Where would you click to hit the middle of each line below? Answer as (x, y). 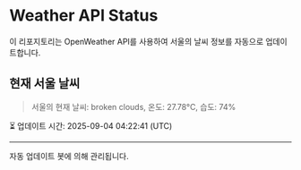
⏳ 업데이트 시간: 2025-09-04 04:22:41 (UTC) (91, 125)
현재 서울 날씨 (45, 84)
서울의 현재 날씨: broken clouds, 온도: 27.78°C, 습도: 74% (133, 106)
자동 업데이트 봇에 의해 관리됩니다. (69, 156)
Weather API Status (84, 16)
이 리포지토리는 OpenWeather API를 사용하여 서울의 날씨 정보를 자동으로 (137, 41)
